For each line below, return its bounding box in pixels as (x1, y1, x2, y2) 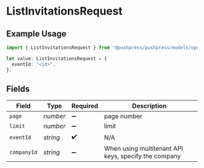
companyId (9, 149, 38, 156)
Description (132, 102, 167, 110)
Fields (6, 83, 30, 94)
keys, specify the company (104, 152, 181, 161)
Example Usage (6, 29, 67, 39)
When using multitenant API (104, 144, 183, 153)
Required (71, 102, 98, 110)
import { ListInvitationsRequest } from (6, 44, 110, 51)
